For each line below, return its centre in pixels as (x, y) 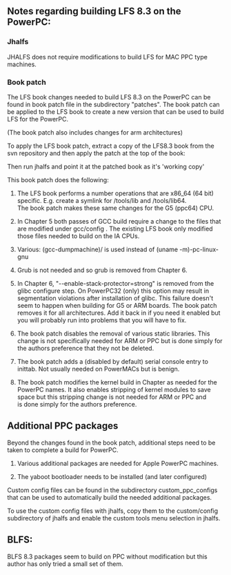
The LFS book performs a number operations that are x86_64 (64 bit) (115, 193)
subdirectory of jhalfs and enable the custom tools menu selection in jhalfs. (114, 518)
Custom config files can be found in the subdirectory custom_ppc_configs (112, 490)
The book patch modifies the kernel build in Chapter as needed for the (117, 382)
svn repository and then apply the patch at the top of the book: (97, 153)
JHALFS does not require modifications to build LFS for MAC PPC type (108, 57)
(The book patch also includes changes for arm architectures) (95, 132)
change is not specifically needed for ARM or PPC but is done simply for (120, 340)
